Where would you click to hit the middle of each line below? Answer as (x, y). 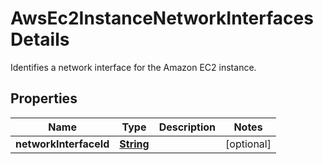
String (134, 144)
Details (40, 39)
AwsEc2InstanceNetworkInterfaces (162, 18)
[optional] (248, 144)
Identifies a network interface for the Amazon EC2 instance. (133, 67)
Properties (44, 98)
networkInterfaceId (62, 144)
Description (187, 127)
